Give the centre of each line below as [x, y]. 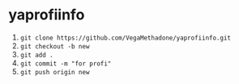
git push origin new [55, 72]
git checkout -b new [55, 46]
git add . [37, 55]
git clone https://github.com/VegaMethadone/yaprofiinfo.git [126, 38]
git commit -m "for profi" [66, 63]
